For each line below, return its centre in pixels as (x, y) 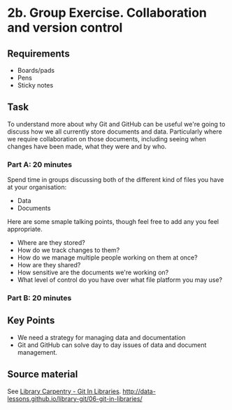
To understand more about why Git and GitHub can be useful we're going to (116, 124)
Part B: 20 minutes (39, 298)
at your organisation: (37, 188)
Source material (43, 375)
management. (37, 352)
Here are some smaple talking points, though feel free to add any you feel (113, 222)
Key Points (31, 321)
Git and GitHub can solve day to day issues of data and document (112, 345)
